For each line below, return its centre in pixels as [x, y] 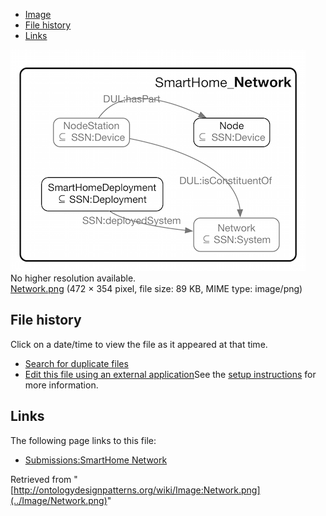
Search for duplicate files [76, 363]
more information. [61, 385]
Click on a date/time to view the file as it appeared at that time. [139, 344]
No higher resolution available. [73, 278]
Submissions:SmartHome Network [96, 460]
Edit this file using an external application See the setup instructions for [170, 374]
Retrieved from [41, 479]
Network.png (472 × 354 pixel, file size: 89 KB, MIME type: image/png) [156, 288]
